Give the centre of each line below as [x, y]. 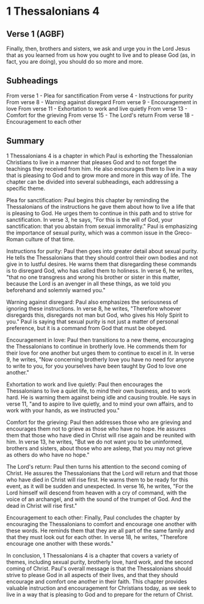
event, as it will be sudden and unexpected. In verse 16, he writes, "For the [100, 486]
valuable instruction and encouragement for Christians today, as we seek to [101, 588]
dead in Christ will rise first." [42, 505]
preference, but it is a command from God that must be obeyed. [86, 328]
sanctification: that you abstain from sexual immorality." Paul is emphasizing [102, 226]
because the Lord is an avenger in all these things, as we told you [89, 284]
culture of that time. [50, 239]
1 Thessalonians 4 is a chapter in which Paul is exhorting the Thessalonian [100, 156]
